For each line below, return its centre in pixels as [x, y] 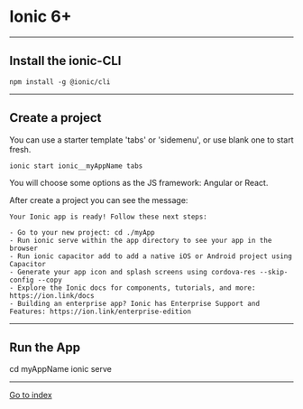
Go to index [31, 395]
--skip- [274, 272]
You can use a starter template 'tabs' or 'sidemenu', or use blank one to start [151, 139]
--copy [50, 280]
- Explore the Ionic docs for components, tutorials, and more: [133, 288]
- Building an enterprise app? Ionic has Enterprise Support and [134, 303]
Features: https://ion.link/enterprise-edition [101, 311]
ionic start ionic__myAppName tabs [76, 166]
